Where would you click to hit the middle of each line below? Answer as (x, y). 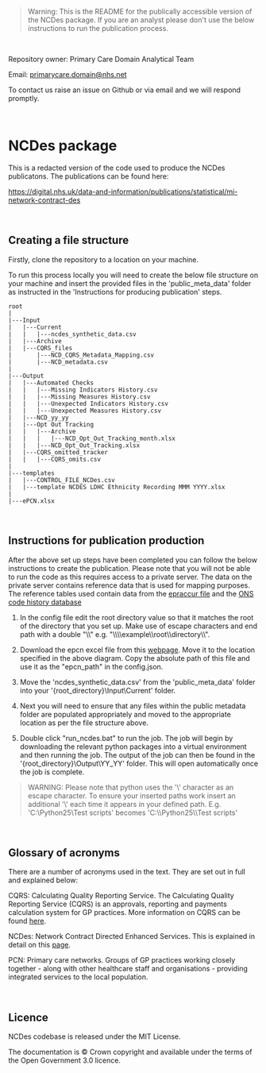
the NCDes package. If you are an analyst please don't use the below (141, 20)
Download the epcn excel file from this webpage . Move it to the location (137, 650)
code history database (45, 602)
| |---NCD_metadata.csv (58, 362)
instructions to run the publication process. (98, 28)
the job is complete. (52, 772)
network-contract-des (44, 200)
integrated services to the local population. (78, 977)
